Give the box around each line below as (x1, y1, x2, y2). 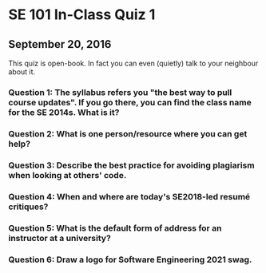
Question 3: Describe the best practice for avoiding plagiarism (8, 160, 255, 171)
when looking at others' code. (8, 169, 127, 180)
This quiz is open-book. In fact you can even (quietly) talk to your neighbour (8, 58, 259, 68)
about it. (8, 67, 36, 77)
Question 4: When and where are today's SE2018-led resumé (8, 191, 251, 202)
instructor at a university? (8, 232, 112, 243)
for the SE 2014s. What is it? (8, 106, 120, 117)
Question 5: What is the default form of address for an (8, 222, 222, 233)
